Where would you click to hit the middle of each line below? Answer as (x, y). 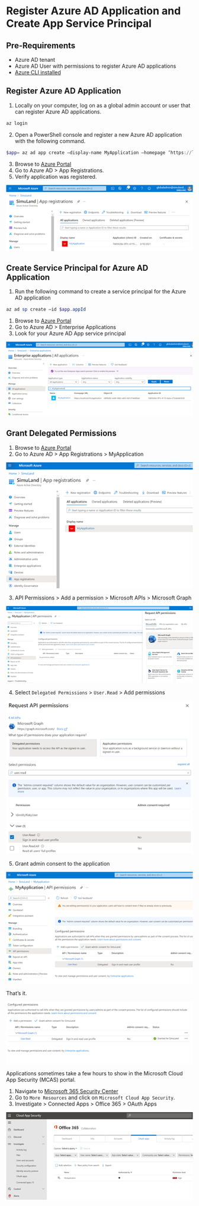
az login (17, 123)
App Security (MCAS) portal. (41, 1079)
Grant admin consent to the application (62, 864)
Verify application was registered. (56, 176)
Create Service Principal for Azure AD (77, 268)
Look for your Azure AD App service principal (70, 333)
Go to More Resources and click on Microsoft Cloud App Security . (95, 1097)
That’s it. (17, 993)
